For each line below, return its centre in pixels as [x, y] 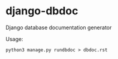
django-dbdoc [42, 11]
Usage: [14, 39]
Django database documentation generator [59, 27]
